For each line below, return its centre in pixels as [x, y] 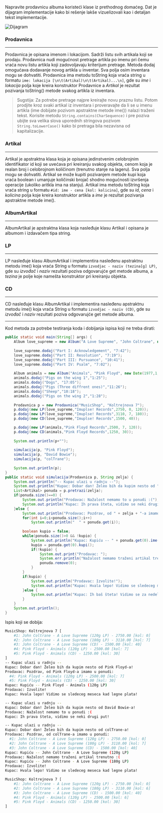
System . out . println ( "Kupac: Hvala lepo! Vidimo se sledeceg [93, 585]
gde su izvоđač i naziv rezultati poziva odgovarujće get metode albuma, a [79, 271]
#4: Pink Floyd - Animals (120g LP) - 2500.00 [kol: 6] [72, 797]
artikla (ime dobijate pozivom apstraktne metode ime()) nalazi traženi [86, 110]
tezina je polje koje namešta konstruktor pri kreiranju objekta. [66, 276]
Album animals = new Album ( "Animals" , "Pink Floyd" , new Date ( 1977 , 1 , [87, 373]
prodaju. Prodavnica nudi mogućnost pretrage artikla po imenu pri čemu [77, 60]
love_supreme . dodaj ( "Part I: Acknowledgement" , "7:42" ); [73, 351]
